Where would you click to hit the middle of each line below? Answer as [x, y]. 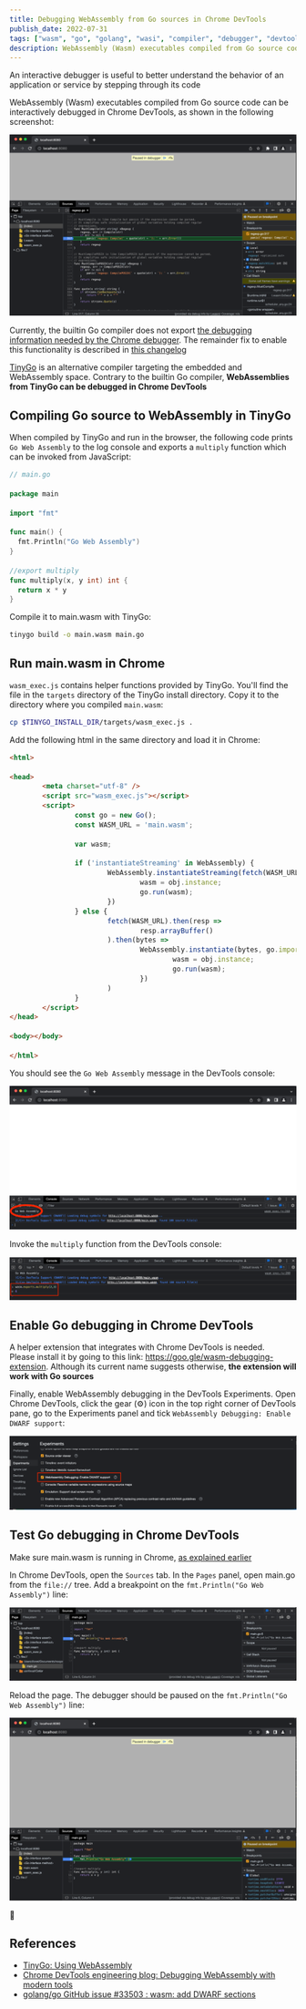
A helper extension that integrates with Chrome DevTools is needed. [137, 1347]
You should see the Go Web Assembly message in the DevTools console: [143, 1073]
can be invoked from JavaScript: [71, 457]
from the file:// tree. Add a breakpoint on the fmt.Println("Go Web [137, 1584]
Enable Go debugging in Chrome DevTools [132, 1325]
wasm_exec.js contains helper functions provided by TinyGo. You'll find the [149, 685]
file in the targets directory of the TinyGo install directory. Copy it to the [144, 695]
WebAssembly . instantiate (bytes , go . [209, 950]
